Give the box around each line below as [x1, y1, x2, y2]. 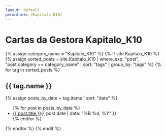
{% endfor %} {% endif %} [5, 125, 61, 132]
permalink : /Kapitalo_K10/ [5, 12, 62, 17]
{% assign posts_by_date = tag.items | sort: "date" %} [5, 95, 118, 101]
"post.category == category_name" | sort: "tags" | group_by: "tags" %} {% [5, 61, 161, 67]
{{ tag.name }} [5, 82, 52, 90]
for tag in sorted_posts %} [5, 67, 60, 73]
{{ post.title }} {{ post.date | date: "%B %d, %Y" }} [12, 110, 117, 117]
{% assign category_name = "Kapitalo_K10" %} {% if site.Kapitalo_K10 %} [5, 51, 160, 57]
